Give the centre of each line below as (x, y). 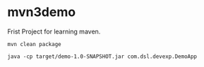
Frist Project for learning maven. (54, 31)
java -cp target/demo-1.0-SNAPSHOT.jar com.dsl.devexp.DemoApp (102, 57)
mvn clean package (34, 44)
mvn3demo (42, 12)
